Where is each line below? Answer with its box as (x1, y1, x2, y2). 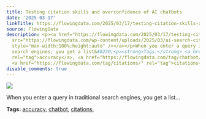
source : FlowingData (6, 26, 59, 32)
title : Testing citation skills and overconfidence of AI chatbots (6, 9, 183, 15)
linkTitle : (6, 20, 34, 26)
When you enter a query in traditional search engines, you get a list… (6, 94, 181, 101)
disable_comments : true (6, 65, 67, 72)
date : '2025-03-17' (6, 15, 56, 21)
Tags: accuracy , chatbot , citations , (6, 106, 94, 113)
